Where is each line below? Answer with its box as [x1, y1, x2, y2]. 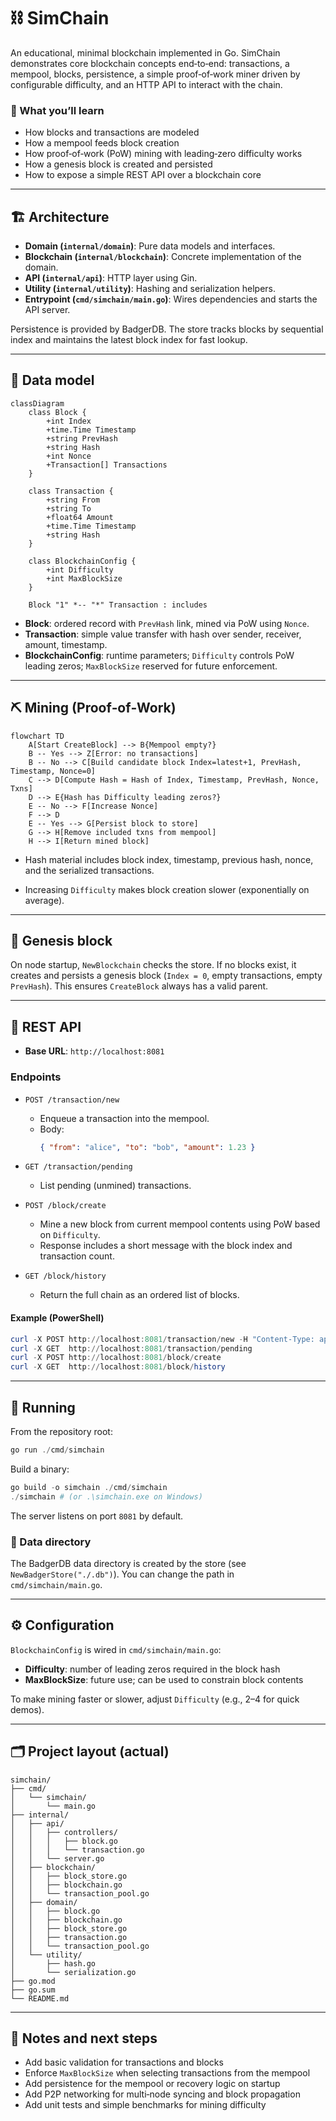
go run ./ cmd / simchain [10, 1445, 105, 1455]
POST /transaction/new [24, 1095, 120, 1105]
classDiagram [10, 398, 65, 409]
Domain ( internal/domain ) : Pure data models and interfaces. [24, 240, 276, 252]
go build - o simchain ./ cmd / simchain [10, 1482, 168, 1492]
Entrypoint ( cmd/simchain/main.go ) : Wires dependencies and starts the [24, 293, 318, 305]
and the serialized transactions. [24, 864, 155, 876]
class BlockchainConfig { [28, 556, 137, 566]
